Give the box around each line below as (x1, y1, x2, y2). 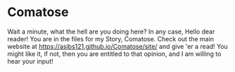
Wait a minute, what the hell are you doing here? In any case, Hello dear (7, 27, 215, 36)
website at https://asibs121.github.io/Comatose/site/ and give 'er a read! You (7, 42, 229, 50)
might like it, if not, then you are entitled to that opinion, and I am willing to (7, 50, 222, 58)
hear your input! (7, 57, 54, 65)
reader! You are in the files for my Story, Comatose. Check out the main (7, 34, 215, 43)
